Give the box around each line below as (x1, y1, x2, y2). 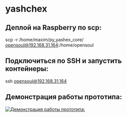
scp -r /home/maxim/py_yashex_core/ (5, 36, 84, 43)
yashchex (5, 3, 48, 15)
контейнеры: (5, 64, 49, 73)
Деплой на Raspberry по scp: (5, 23, 102, 32)
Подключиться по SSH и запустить (5, 57, 122, 65)
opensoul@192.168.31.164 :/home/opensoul (5, 42, 94, 48)
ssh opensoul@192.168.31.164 (5, 78, 67, 84)
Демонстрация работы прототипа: (5, 93, 122, 101)
